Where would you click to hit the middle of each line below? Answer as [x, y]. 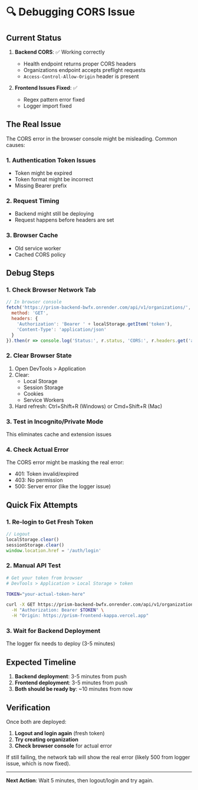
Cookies [34, 393]
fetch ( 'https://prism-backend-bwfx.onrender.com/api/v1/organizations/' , [99, 308]
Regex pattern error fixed [54, 99]
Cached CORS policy [40, 254]
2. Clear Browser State [39, 355]
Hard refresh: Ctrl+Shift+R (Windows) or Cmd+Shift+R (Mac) [88, 406]
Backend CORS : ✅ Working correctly [60, 52]
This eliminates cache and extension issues [59, 434]
